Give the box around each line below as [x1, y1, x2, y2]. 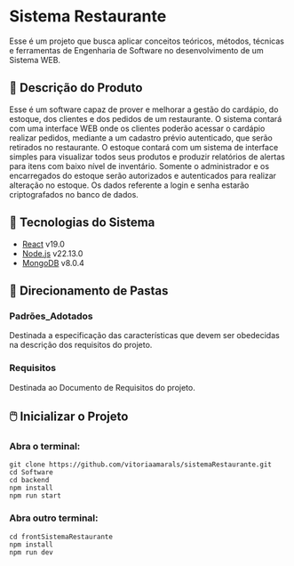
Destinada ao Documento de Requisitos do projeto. [9, 382, 195, 392]
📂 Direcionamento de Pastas [9, 283, 169, 298]
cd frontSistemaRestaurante [9, 532, 114, 541]
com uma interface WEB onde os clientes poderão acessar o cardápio [9, 123, 266, 133]
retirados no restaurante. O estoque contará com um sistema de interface [9, 141, 279, 152]
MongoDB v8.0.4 [21, 257, 84, 268]
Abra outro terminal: [9, 512, 99, 524]
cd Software [9, 468, 53, 477]
